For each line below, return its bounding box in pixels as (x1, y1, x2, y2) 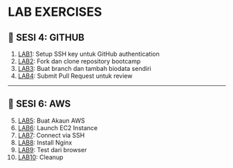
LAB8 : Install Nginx (17, 138, 73, 147)
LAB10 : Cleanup (17, 153, 64, 161)
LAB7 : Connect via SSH (17, 131, 85, 139)
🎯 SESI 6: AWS (8, 98, 71, 110)
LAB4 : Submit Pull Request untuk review (17, 72, 133, 80)
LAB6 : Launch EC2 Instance (17, 123, 98, 132)
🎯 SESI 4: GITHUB (8, 32, 85, 43)
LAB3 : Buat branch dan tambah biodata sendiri (17, 65, 151, 72)
